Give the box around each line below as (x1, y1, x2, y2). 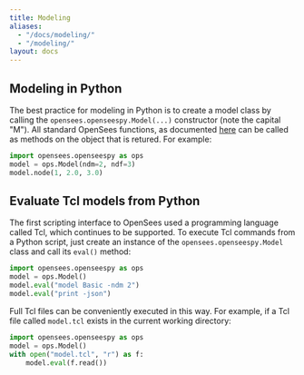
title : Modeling (9, 13, 71, 23)
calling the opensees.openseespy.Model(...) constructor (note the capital (9, 114, 281, 125)
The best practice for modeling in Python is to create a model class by (9, 104, 272, 115)
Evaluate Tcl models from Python (9, 192, 201, 209)
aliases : (9, 22, 43, 31)
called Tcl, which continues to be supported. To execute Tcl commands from (9, 227, 296, 238)
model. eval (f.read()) (25, 358, 107, 368)
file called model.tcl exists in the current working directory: (9, 315, 231, 326)
